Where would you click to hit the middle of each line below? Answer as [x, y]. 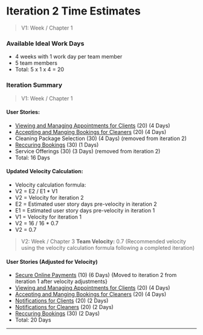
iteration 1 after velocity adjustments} [61, 281]
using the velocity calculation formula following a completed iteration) [108, 247]
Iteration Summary [34, 85]
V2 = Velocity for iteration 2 [49, 197]
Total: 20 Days [33, 320]
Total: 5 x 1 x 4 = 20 [40, 69]
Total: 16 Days [32, 158]
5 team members [36, 63]
